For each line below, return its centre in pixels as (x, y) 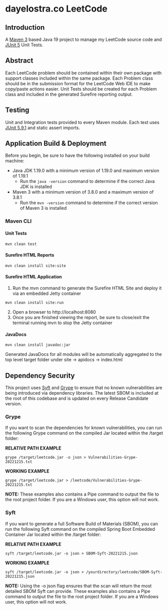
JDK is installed (36, 187)
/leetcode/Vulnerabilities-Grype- (106, 480)
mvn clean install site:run (35, 302)
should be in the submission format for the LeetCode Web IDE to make (78, 83)
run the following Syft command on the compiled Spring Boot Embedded (80, 529)
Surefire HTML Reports (30, 255)
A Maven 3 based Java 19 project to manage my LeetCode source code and (83, 39)
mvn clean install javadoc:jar (38, 345)
